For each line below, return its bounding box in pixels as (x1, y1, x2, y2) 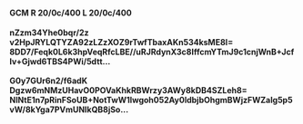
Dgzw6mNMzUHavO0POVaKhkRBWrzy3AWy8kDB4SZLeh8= (9, 85, 247, 96)
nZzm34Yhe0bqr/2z (9, 27, 89, 38)
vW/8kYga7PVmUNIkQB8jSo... (9, 104, 129, 115)
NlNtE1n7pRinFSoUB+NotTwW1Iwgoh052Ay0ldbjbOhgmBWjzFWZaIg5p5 (9, 95, 293, 106)
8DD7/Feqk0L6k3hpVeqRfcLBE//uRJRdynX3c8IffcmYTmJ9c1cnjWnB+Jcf (9, 46, 295, 58)
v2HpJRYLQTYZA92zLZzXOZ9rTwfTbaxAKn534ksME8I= (9, 37, 234, 48)
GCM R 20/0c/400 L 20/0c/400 (9, 7, 132, 18)
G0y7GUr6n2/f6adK (9, 75, 88, 86)
